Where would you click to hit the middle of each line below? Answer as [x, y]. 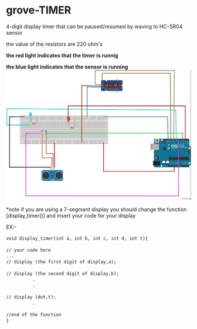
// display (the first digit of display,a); [61, 262]
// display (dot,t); [31, 297]
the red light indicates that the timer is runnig [62, 55]
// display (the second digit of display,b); [62, 273]
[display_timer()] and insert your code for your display [71, 215]
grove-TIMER [39, 10]
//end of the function [34, 314]
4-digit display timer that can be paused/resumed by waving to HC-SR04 [94, 26]
